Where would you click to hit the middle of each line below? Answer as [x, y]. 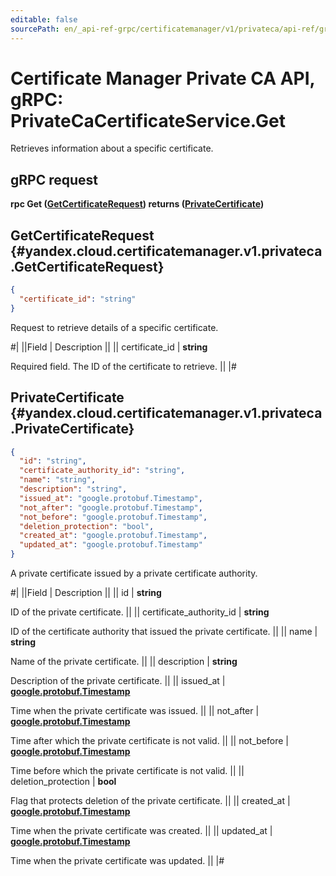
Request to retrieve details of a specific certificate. [114, 327]
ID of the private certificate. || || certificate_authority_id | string [140, 612]
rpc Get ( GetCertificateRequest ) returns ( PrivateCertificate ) [137, 204]
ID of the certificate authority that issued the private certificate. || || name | [164, 631]
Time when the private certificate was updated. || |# [117, 860]
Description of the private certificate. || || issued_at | [118, 680]
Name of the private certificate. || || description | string [124, 661]
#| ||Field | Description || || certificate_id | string [109, 347]
